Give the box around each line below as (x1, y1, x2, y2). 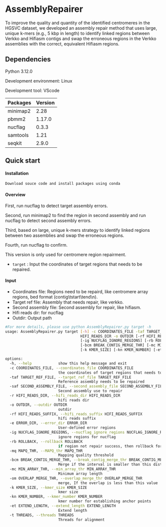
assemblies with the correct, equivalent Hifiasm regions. (5, 41, 120, 46)
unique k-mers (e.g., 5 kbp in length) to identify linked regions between (5, 30, 150, 36)
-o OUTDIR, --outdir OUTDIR (9, 402, 68, 407)
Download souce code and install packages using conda (5, 181, 121, 186)
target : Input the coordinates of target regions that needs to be (12, 261, 142, 267)
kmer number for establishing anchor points (58, 499, 152, 504)
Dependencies (5, 55, 51, 64)
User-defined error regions (58, 425, 116, 431)
